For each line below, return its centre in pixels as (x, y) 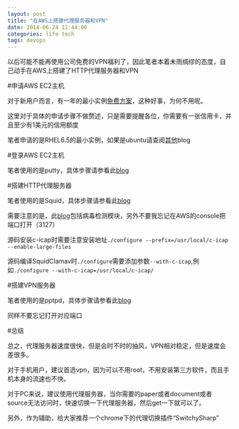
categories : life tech (41, 34)
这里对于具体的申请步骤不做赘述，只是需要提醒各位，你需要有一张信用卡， (116, 116)
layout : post (27, 14)
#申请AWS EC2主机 (36, 86)
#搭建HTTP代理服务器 (40, 185)
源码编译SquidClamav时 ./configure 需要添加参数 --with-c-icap (99, 262)
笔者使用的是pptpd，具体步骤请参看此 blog (69, 301)
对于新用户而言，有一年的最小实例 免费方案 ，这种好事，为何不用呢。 (107, 101)
